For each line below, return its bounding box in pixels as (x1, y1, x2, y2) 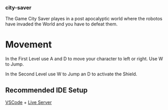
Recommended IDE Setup (5, 86, 88, 94)
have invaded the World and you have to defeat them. (5, 21, 118, 27)
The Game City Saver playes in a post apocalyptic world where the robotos (5, 16, 163, 22)
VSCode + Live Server (5, 99, 52, 105)
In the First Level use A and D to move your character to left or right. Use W (5, 56, 163, 62)
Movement (5, 39, 52, 50)
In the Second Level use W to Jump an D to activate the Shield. (5, 71, 137, 77)
